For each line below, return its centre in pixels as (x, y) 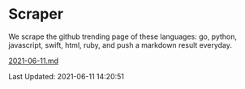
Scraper (36, 14)
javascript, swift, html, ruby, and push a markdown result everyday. (120, 44)
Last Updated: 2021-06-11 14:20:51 (66, 76)
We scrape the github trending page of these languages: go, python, (123, 36)
